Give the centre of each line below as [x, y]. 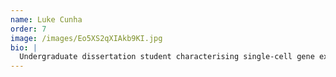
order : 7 [28, 29]
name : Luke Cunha [46, 19]
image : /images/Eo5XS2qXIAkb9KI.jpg [86, 38]
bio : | [24, 47]
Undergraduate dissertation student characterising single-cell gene [167, 57]
